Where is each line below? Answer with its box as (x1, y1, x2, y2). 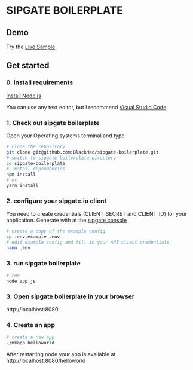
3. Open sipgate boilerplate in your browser (6, 292, 135, 301)
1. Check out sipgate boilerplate (6, 118, 100, 127)
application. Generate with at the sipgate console (6, 216, 127, 224)
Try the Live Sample (6, 43, 56, 50)
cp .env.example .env (6, 234, 60, 240)
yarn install (6, 183, 39, 189)
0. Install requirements (6, 78, 73, 87)
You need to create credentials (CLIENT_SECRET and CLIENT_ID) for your (6, 210, 187, 218)
